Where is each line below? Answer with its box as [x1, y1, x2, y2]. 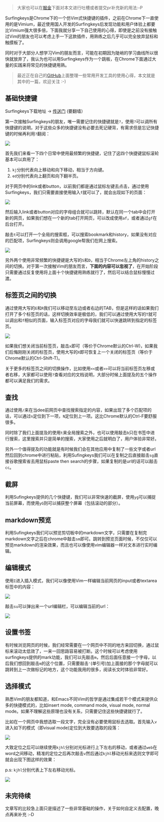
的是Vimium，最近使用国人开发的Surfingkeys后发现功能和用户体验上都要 [9, 21, 155, 27]
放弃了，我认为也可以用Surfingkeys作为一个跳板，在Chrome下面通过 [13, 56, 152, 62]
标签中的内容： [5, 584, 35, 590]
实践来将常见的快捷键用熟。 [13, 62, 69, 68]
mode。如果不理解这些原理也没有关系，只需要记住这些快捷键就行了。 [5, 708, 145, 714]
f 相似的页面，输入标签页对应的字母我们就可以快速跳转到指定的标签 [22, 317, 157, 323]
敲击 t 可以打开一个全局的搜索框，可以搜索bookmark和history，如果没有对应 [5, 232, 157, 237]
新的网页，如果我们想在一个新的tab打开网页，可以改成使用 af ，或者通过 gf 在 [5, 215, 157, 221]
